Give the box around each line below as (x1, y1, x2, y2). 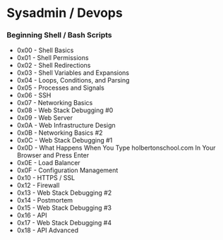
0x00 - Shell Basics (16, 46, 74, 54)
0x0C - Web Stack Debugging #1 (16, 136, 113, 145)
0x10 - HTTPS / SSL (16, 174, 76, 182)
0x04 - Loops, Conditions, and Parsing (16, 76, 130, 85)
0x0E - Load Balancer (16, 159, 80, 167)
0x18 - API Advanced (16, 226, 79, 234)
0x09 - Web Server (16, 114, 73, 122)
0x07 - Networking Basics (16, 99, 93, 107)
